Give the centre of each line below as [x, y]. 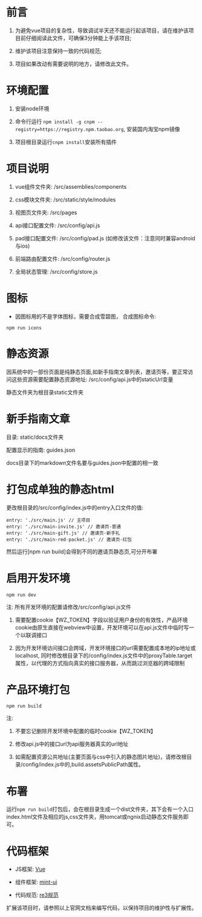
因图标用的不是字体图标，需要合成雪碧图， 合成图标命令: [85, 316]
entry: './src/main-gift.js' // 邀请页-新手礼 [63, 533]
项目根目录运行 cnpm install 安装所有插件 [66, 142]
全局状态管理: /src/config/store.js [56, 271]
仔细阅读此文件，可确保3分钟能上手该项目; [79, 38]
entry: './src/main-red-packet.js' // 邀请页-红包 [69, 540]
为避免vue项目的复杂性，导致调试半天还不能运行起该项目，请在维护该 [102, 30]
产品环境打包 [38, 690]
